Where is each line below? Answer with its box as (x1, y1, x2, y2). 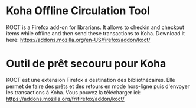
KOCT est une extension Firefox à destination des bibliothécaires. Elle (6, 76, 175, 83)
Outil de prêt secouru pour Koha (6, 57, 166, 70)
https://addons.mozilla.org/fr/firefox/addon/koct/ (6, 95, 125, 102)
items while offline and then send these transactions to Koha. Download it (6, 30, 185, 37)
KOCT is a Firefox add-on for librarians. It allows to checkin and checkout (6, 24, 185, 31)
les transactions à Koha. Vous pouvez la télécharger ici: (6, 89, 141, 96)
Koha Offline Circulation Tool (6, 4, 151, 18)
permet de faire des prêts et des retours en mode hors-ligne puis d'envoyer (6, 83, 190, 90)
